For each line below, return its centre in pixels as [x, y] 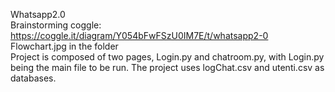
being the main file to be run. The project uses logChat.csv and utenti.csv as [167, 67]
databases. [33, 78]
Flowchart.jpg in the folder [64, 46]
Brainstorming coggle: [56, 25]
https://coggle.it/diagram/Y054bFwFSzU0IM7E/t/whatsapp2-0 [139, 35]
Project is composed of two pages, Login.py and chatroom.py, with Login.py [167, 57]
